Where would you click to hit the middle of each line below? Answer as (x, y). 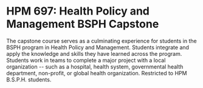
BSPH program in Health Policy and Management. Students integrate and (98, 47)
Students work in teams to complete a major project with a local (86, 60)
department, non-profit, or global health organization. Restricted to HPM (97, 73)
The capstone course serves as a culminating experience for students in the (101, 41)
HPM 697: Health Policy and (78, 11)
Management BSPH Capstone (83, 24)
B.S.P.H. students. (29, 80)
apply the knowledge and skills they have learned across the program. (94, 53)
